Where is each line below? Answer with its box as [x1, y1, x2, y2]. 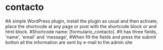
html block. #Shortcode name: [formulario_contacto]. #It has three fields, [5, 28, 157, 34]
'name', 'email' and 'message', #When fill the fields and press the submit [5, 34, 156, 40]
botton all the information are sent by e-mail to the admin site [5, 39, 133, 45]
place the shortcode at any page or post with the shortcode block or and [5, 23, 157, 29]
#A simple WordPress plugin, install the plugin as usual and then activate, [5, 18, 158, 24]
